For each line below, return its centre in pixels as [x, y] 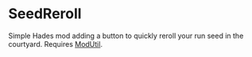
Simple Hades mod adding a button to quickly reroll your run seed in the [126, 36]
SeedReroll [45, 14]
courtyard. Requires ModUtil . [56, 44]
